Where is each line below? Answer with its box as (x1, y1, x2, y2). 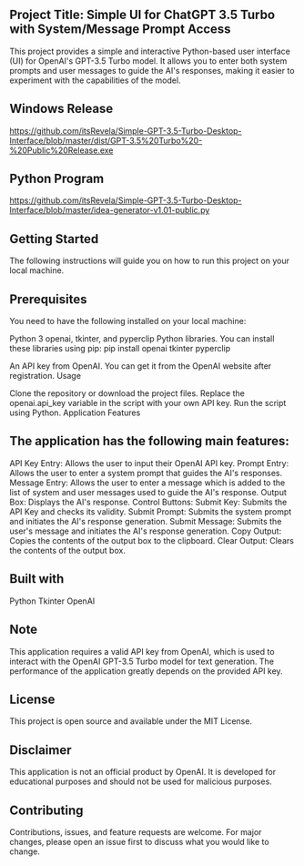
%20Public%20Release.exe (9, 145, 114, 156)
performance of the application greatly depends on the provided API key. (9, 665, 284, 677)
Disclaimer (9, 742, 72, 758)
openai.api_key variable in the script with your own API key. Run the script (9, 398, 287, 409)
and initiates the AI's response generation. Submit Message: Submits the (9, 515, 282, 526)
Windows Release (9, 101, 114, 117)
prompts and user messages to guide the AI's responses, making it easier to (9, 65, 295, 76)
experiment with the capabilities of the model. (9, 75, 181, 86)
